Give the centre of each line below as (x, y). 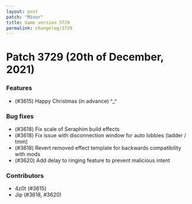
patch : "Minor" (25, 17)
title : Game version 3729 (38, 22)
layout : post (22, 11)
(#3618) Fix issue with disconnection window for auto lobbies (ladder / (100, 136)
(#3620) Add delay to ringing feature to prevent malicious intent (92, 160)
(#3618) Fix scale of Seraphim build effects (67, 129)
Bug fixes (20, 116)
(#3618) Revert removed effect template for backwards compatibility (98, 148)
